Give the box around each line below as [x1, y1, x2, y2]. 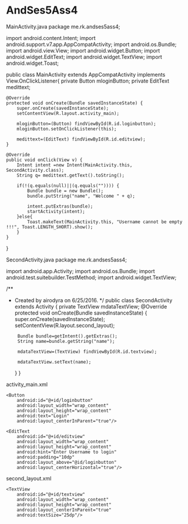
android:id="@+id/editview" [16, 433, 85, 440]
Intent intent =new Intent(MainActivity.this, [16, 162, 133, 168]
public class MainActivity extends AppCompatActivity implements [6, 71, 166, 78]
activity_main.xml [6, 381, 48, 388]
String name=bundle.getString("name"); [17, 338, 115, 344]
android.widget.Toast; [6, 60, 59, 67]
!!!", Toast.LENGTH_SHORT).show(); [6, 224, 93, 230]
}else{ [16, 214, 33, 220]
